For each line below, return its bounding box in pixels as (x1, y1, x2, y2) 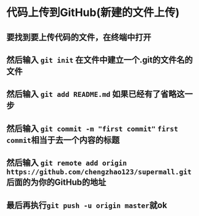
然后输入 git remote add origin (6, 158, 127, 168)
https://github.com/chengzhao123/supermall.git (6, 168, 192, 177)
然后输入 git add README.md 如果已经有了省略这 (6, 89, 185, 99)
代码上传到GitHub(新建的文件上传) (6, 6, 180, 20)
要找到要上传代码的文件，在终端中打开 (6, 32, 151, 42)
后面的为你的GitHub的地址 (6, 177, 107, 188)
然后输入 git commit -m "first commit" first (6, 123, 179, 134)
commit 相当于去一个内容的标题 (6, 134, 120, 145)
